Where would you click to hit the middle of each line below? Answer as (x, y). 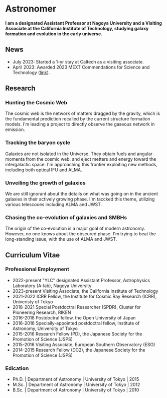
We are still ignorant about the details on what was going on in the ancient (81, 193)
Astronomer (31, 9)
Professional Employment (37, 269)
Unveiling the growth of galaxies (46, 183)
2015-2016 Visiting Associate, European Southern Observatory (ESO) (84, 344)
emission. (15, 129)
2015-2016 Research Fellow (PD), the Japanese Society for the (77, 334)
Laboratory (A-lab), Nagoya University (52, 286)
